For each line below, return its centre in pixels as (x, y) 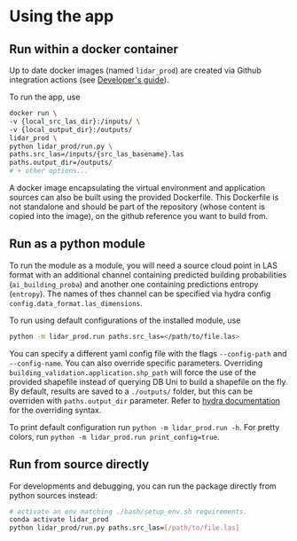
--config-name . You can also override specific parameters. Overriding (136, 363)
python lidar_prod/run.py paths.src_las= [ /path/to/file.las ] (125, 528)
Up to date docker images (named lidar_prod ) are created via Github (135, 70)
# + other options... (49, 171)
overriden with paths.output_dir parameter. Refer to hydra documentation (145, 400)
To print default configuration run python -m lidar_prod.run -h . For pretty (145, 427)
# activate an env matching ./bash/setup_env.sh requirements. (129, 512)
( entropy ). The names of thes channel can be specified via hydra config (140, 294)
